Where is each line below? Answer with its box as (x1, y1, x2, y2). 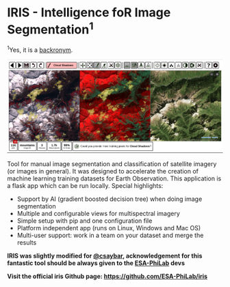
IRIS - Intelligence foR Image (7, 5, 171, 20)
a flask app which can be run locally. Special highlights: (7, 182, 164, 190)
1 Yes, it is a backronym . (7, 44, 73, 54)
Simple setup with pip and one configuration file (16, 217, 153, 225)
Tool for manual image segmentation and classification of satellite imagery (7, 160, 217, 168)
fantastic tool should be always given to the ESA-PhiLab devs (7, 259, 186, 267)
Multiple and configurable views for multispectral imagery (16, 210, 180, 218)
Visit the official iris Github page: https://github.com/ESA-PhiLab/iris (7, 272, 207, 281)
